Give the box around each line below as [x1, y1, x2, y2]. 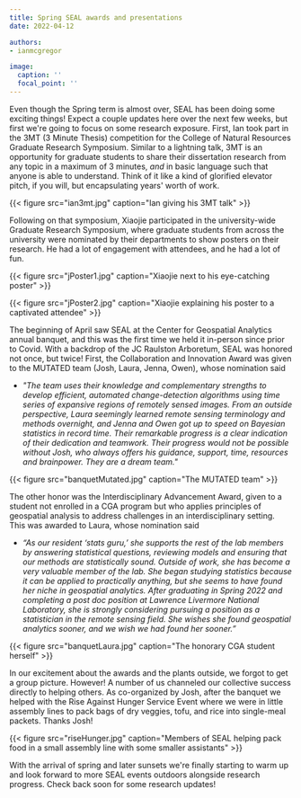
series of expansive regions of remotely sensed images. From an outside [22, 399, 293, 410]
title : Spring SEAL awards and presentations [9, 13, 182, 22]
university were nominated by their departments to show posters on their [9, 234, 279, 244]
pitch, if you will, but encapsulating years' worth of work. [9, 180, 220, 191]
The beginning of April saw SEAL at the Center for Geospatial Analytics [9, 324, 272, 335]
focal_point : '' [17, 79, 78, 88]
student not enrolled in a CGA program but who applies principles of [9, 501, 262, 511]
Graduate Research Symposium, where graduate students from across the [9, 224, 285, 235]
